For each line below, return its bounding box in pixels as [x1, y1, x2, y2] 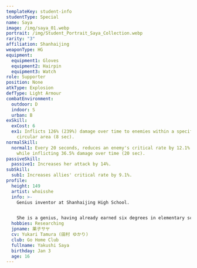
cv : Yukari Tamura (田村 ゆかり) [11, 232, 89, 238]
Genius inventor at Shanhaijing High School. [16, 199, 130, 205]
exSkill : [6, 118, 28, 124]
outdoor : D [11, 101, 38, 107]
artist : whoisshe [11, 188, 54, 194]
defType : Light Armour [6, 90, 62, 96]
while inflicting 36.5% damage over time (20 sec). [16, 150, 145, 156]
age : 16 [11, 253, 30, 259]
